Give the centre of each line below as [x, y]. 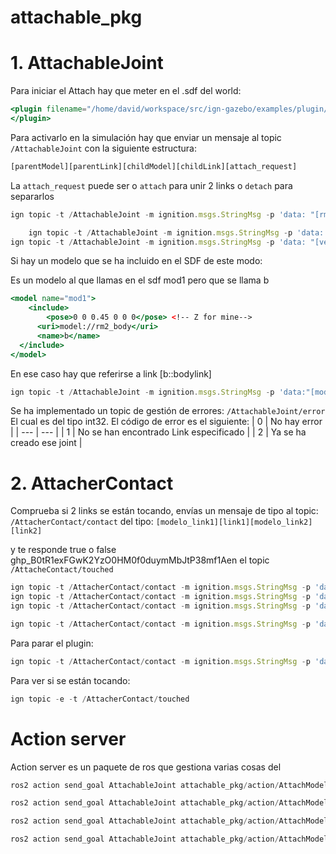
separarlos [32, 196]
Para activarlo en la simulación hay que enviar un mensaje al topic [146, 137]
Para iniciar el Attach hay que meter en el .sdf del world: [126, 91]
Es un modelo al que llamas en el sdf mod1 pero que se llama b [140, 280]
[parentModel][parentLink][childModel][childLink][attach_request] [154, 166]
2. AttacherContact [92, 483]
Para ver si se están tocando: [70, 680]
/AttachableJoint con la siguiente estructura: [103, 148]
